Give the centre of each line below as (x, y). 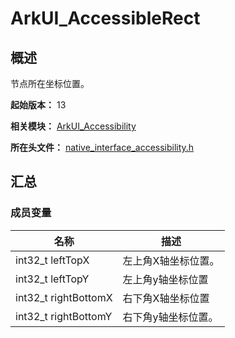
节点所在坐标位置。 (50, 83)
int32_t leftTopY (52, 279)
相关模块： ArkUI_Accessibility (73, 126)
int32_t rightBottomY (64, 316)
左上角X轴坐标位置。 (171, 260)
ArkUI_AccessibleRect (105, 18)
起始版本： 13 (38, 105)
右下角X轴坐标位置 (166, 298)
